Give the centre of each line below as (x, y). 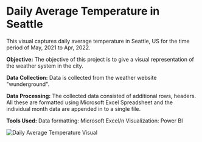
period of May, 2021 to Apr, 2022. (48, 48)
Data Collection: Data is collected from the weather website (82, 77)
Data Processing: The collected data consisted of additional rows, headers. (101, 96)
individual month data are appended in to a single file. (74, 108)
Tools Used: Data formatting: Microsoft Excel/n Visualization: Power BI (95, 121)
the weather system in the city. (45, 66)
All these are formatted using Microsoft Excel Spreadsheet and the (90, 102)
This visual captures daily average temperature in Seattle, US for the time (98, 41)
